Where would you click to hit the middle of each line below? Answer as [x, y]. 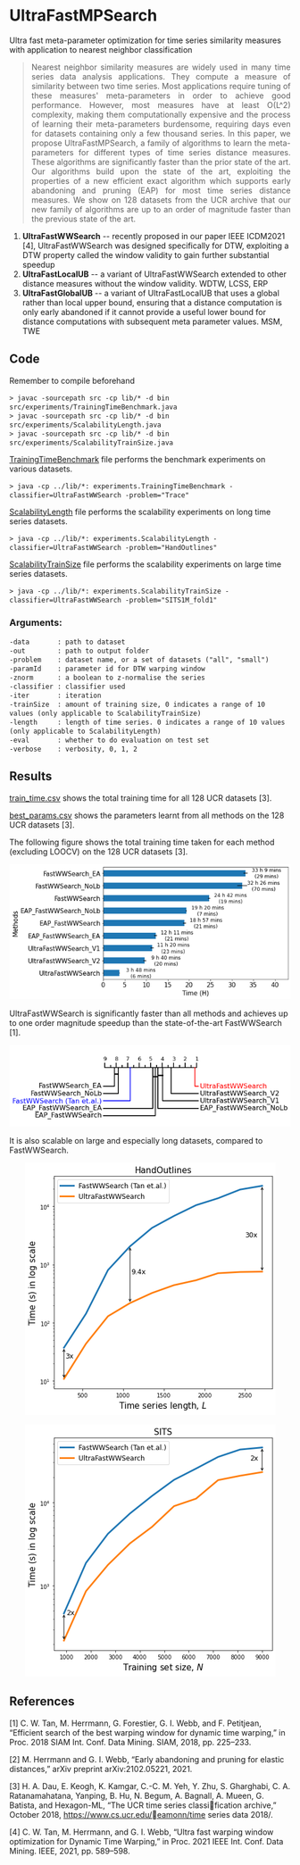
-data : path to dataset [67, 642]
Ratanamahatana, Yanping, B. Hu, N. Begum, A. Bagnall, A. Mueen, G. [137, 1795]
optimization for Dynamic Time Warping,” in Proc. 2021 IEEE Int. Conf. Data [146, 1841]
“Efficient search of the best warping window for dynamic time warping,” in [147, 1732]
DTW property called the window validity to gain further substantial [146, 254]
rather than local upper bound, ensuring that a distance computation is [152, 302]
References [42, 1702]
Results [31, 776]
